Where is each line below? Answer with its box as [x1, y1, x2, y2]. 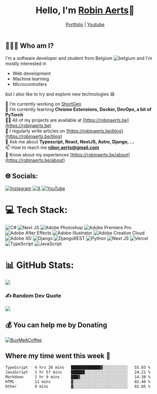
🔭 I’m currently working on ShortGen [5, 101, 82, 107]
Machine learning [12, 76, 49, 82]
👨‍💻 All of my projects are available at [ [5, 117, 85, 123]
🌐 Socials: [5, 172, 38, 180]
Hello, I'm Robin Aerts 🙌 [35, 5, 135, 16]
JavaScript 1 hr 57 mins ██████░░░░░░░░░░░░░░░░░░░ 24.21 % [5, 370, 151, 375]
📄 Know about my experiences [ [5, 151, 72, 158]
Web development [12, 70, 51, 76]
